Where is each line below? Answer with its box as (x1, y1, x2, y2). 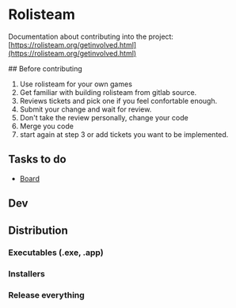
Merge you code (19, 121, 74, 131)
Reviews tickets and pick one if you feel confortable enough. (19, 96, 218, 105)
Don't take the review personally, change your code (19, 112, 188, 122)
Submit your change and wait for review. (19, 105, 152, 114)
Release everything (8, 290, 85, 301)
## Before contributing (8, 63, 83, 73)
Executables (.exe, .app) (8, 247, 105, 258)
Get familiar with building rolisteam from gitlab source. (19, 87, 197, 97)
